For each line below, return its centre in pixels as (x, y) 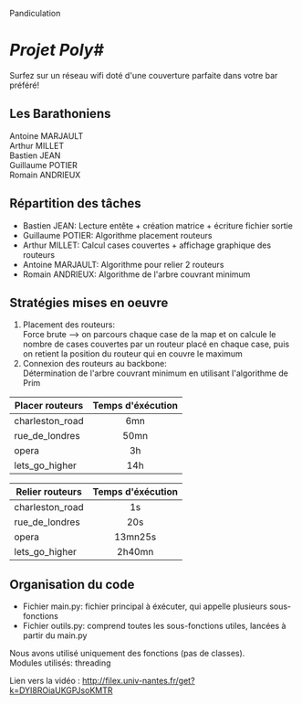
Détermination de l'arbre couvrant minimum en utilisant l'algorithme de (156, 373)
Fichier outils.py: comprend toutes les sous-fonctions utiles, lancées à (154, 626)
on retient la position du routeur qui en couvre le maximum (133, 354)
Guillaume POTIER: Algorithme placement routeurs (117, 235)
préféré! (24, 85)
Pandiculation (35, 13)
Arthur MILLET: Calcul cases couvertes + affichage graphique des (147, 245)
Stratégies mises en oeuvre (89, 302)
